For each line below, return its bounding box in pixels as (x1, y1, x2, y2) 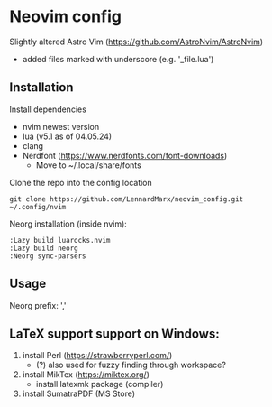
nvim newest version (22, 121, 100, 132)
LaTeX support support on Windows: (9, 326, 220, 341)
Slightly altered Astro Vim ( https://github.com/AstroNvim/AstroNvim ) (9, 36, 264, 47)
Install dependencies (9, 104, 87, 115)
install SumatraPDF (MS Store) (22, 388, 136, 399)
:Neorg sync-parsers (9, 251, 87, 261)
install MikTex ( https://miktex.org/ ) (22, 369, 150, 380)
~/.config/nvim (9, 202, 67, 211)
